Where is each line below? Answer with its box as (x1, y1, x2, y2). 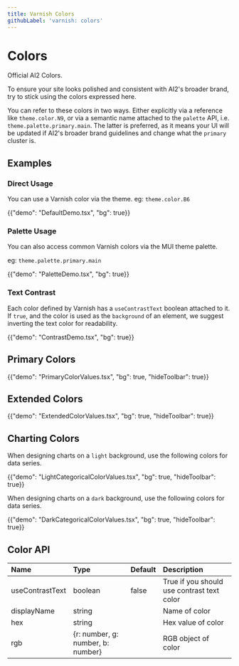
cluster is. (7, 137, 36, 145)
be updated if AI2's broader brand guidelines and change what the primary (7, 129, 226, 137)
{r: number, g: (73, 629, 119, 639)
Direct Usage (7, 179, 53, 189)
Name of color (162, 606, 211, 615)
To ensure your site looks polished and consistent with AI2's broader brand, (7, 85, 230, 93)
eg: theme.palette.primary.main (7, 256, 102, 265)
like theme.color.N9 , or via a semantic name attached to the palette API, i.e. (7, 114, 230, 122)
